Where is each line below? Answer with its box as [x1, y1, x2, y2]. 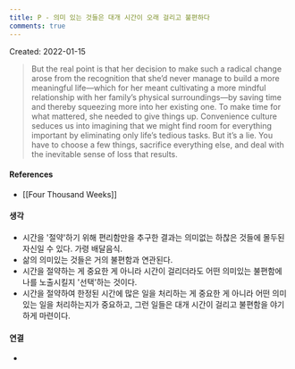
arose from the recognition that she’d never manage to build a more [30, 72, 280, 83]
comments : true [9, 21, 66, 30]
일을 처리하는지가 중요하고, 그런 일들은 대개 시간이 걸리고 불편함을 [38, 298, 268, 309]
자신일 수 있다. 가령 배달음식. [21, 243, 123, 254]
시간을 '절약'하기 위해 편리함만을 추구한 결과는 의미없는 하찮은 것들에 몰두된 [21, 231, 285, 242]
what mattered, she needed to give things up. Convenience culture [30, 111, 277, 122]
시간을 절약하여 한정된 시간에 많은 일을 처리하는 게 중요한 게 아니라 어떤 [21, 288, 271, 298]
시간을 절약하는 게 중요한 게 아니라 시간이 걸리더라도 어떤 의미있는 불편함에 [21, 265, 283, 276]
